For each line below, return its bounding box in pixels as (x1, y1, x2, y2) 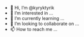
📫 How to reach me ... (10, 26, 58, 32)
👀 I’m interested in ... (10, 10, 53, 16)
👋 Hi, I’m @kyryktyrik (10, 5, 54, 10)
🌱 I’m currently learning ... (10, 15, 65, 21)
